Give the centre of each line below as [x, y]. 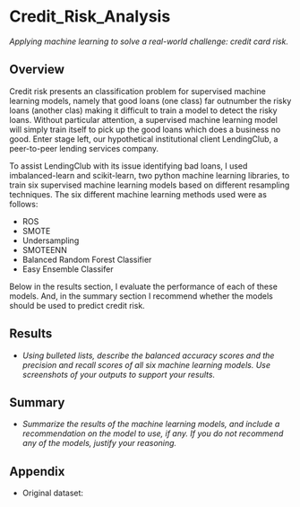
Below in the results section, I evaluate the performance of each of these [143, 286]
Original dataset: [52, 493]
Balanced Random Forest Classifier [87, 259]
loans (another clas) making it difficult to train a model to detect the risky [143, 110]
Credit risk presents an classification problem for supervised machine [137, 91]
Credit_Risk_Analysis [90, 17]
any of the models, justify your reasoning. [99, 443]
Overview [37, 70]
